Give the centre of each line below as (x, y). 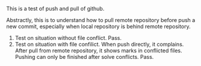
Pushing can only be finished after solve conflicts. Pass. (84, 57)
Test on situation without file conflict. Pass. (68, 38)
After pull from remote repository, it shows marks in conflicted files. (98, 51)
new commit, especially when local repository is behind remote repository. (98, 26)
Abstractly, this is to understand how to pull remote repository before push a (101, 20)
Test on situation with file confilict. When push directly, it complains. (99, 44)
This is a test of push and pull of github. (55, 9)
